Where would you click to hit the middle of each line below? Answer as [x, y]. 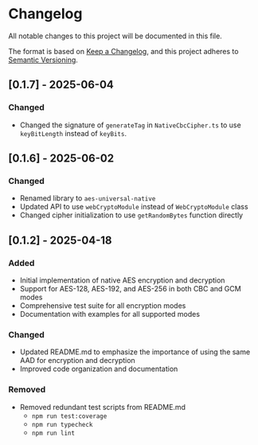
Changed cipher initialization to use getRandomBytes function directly [131, 215]
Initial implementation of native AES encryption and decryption [122, 280]
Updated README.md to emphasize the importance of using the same [135, 352]
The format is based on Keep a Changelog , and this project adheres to [123, 51]
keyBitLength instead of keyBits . [73, 133]
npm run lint [53, 433]
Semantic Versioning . [43, 60]
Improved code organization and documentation [99, 369]
